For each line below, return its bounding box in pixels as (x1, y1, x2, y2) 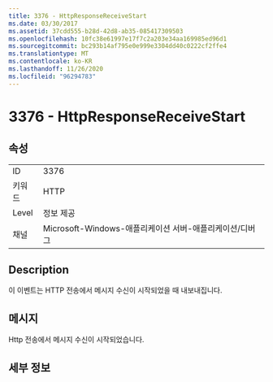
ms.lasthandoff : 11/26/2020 (8, 65, 104, 73)
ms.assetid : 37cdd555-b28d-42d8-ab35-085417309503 (8, 27, 184, 35)
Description (8, 263, 69, 277)
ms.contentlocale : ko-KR (8, 58, 93, 66)
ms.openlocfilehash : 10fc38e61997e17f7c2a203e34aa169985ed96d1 (8, 34, 227, 43)
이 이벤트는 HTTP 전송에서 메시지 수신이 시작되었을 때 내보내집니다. (8, 285, 223, 295)
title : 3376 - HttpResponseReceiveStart (8, 11, 148, 20)
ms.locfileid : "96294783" (8, 72, 96, 80)
